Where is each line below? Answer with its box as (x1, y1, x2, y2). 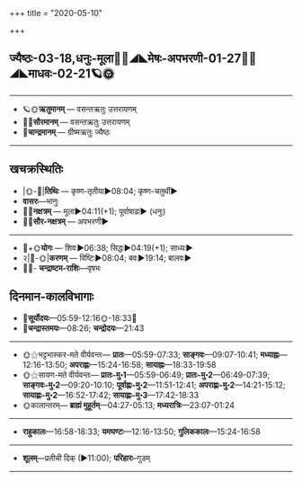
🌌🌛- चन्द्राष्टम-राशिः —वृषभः (22, 263, 102, 273)
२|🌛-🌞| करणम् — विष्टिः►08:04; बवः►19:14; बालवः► (22, 252, 191, 263)
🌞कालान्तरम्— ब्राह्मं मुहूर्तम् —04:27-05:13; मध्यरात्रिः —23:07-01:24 (22, 400, 235, 411)
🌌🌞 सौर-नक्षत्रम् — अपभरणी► (22, 216, 110, 227)
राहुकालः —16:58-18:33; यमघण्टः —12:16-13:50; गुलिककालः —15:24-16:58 (22, 426, 261, 437)
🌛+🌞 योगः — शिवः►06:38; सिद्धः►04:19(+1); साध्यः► (22, 242, 193, 253)
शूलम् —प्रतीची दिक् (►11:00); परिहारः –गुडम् (22, 453, 151, 464)
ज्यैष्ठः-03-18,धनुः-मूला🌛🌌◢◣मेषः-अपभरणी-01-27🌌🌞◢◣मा (9, 51, 257, 67)
